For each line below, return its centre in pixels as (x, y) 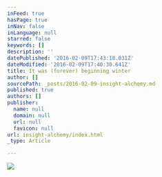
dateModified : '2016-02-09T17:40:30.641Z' (69, 64)
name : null (29, 109)
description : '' (30, 52)
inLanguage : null (32, 33)
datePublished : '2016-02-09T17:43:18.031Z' (71, 58)
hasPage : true (28, 20)
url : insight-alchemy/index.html (55, 134)
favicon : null (33, 128)
